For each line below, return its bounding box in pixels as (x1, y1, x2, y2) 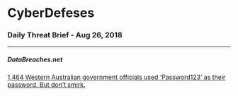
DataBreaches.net (7, 55, 63, 64)
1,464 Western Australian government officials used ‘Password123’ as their (7, 73, 226, 82)
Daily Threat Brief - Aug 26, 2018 (7, 30, 123, 40)
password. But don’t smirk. (7, 80, 86, 89)
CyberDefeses (7, 5, 95, 21)
